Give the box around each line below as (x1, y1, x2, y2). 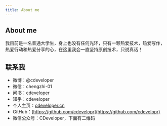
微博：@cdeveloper (12, 77, 54, 83)
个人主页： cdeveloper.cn (12, 102, 65, 109)
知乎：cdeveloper (12, 96, 50, 102)
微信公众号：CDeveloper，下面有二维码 (12, 115, 95, 121)
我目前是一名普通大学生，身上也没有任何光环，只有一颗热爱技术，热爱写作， (5, 40, 165, 46)
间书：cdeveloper (12, 90, 50, 96)
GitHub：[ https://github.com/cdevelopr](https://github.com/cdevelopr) (12, 109, 160, 115)
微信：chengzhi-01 (12, 83, 52, 90)
